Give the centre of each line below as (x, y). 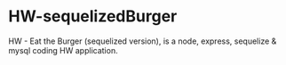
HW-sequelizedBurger (93, 16)
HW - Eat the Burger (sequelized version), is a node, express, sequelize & (143, 41)
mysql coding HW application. (63, 50)
